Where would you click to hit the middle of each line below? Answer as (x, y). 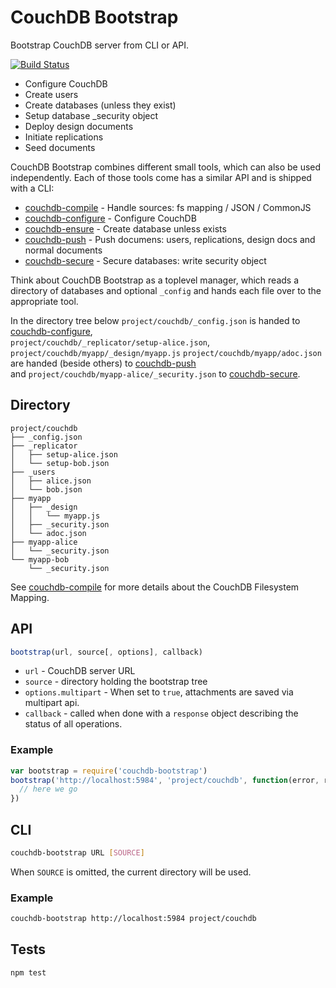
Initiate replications (64, 137)
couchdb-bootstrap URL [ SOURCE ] (77, 853)
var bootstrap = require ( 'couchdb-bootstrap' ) (109, 771)
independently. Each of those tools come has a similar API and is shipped (161, 177)
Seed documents (60, 147)
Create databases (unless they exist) (100, 105)
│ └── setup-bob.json (60, 463)
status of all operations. (73, 724)
